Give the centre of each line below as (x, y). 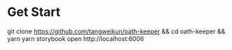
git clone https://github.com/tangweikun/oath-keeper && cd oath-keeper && (116, 31)
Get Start (34, 12)
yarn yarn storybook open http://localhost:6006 (76, 38)
